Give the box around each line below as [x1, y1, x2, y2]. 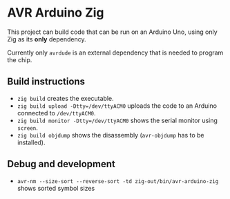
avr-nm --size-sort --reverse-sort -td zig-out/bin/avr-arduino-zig [17, 178, 219, 184]
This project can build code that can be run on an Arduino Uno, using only [7, 28, 218, 36]
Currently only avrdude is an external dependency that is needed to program [7, 48, 224, 57]
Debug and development [7, 158, 116, 170]
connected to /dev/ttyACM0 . [17, 108, 96, 117]
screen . [17, 123, 38, 132]
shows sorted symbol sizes [17, 184, 95, 192]
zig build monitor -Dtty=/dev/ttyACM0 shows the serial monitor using [17, 116, 218, 124]
